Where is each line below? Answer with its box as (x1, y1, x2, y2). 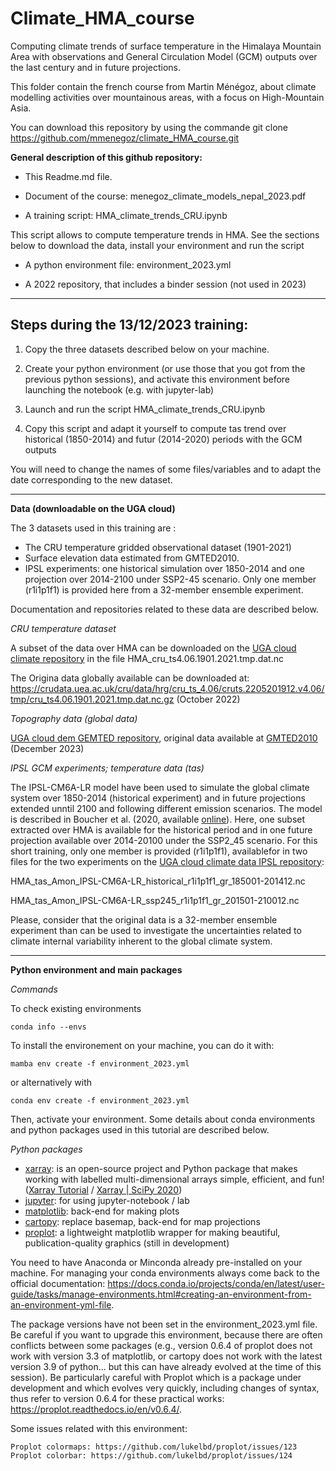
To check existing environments (10, 1002, 142, 1014)
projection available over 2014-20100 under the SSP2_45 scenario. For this (10, 834, 318, 846)
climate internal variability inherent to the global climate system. (10, 935, 273, 947)
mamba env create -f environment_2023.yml (10, 1058, 190, 1069)
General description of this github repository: (10, 151, 203, 163)
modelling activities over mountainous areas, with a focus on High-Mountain (10, 91, 325, 103)
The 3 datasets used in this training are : (10, 522, 177, 534)
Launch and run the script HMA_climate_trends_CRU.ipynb (24, 403, 266, 415)
